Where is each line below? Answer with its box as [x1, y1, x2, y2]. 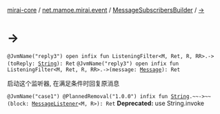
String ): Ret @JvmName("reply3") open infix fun [37, 60, 179, 67]
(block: [7, 100, 30, 107]
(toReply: [7, 60, 36, 67]
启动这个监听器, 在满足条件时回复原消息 [7, 79, 119, 87]
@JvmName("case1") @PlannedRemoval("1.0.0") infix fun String [7, 93, 190, 99]
